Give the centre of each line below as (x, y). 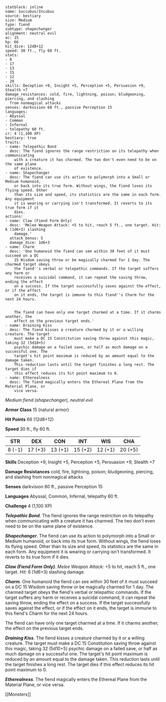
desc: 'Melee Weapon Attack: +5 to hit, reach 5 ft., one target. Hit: (85, 225)
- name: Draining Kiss (29, 325)
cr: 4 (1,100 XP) (23, 134)
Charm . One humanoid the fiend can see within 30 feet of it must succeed (81, 581)
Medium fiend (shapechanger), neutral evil (49, 400)
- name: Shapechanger (28, 173)
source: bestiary (23, 16)
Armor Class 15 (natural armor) (37, 410)
